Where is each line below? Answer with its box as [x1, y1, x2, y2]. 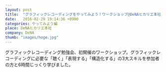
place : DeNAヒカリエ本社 [5, 26, 52, 31]
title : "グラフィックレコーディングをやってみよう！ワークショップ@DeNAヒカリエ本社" [5, 12, 164, 17]
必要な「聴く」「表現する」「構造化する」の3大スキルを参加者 [35, 55, 160, 61]
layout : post [5, 7, 32, 12]
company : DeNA [5, 30, 35, 35]
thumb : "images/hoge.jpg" [5, 35, 58, 40]
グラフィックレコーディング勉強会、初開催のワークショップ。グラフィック [5, 49, 157, 55]
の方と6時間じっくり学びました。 [5, 62, 73, 68]
